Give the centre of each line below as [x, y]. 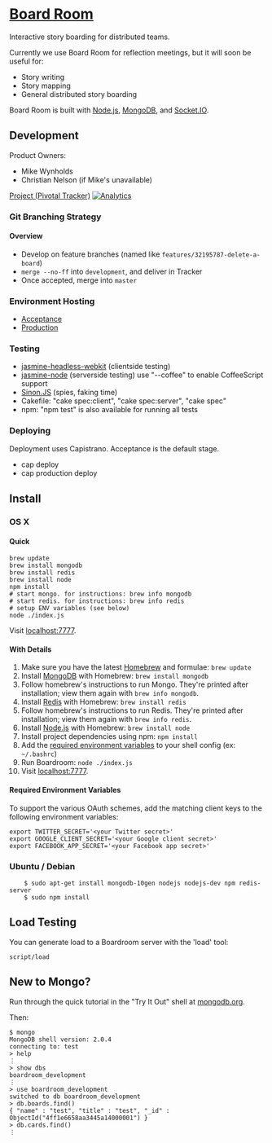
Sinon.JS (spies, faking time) [69, 393]
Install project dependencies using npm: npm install [109, 736]
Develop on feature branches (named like [90, 254]
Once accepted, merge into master [79, 280]
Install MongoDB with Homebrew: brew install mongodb [114, 676]
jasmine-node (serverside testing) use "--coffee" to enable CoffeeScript [142, 375]
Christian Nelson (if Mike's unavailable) [87, 179]
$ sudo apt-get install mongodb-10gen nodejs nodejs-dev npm [129, 883]
